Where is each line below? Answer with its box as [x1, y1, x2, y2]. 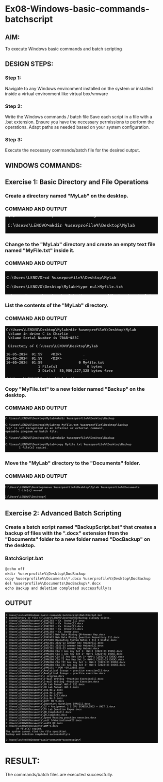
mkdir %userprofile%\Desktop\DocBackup [5, 571, 86, 576]
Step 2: [5, 103, 23, 110]
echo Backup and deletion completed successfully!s [5, 586, 112, 591]
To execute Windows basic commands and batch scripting [5, 46, 122, 51]
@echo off [5, 566, 25, 571]
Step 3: [5, 136, 23, 143]
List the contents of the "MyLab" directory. [5, 302, 109, 309]
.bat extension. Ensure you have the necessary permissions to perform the [5, 119, 154, 125]
